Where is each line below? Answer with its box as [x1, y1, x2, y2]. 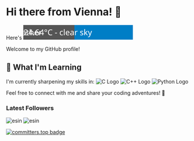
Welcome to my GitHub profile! [6, 45, 80, 52]
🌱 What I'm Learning [6, 63, 82, 73]
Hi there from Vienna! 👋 [6, 5, 122, 19]
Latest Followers [6, 104, 54, 112]
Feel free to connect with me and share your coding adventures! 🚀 [6, 89, 165, 96]
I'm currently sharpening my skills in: [6, 78, 95, 85]
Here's [6, 34, 22, 41]
